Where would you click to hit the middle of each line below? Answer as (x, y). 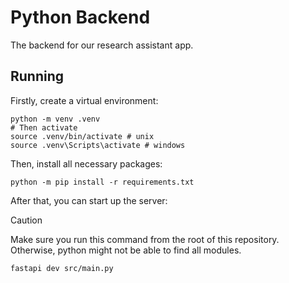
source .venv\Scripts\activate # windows (98, 145)
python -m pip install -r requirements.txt (102, 182)
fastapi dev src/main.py (62, 268)
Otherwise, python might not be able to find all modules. (126, 250)
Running (37, 76)
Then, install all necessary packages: (86, 163)
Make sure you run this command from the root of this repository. (145, 239)
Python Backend (80, 17)
